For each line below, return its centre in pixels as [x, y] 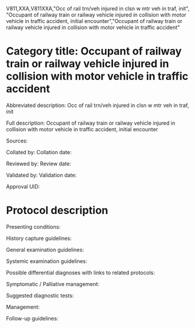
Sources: [17, 141]
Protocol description [57, 211]
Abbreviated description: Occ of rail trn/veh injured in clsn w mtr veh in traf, [98, 105]
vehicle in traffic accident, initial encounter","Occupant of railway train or [94, 21]
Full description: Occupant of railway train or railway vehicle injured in [91, 123]
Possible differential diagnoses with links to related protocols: [80, 272]
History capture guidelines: [39, 238]
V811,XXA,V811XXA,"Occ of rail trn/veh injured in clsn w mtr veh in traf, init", [98, 9]
